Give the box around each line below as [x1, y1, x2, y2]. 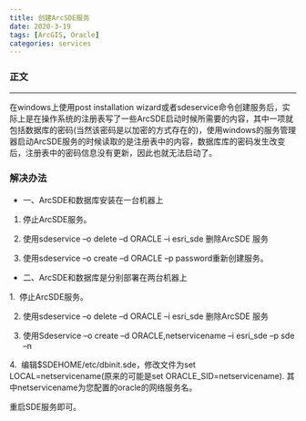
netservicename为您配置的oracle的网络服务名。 [16, 382, 198, 393]
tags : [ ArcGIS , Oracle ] [9, 30, 100, 39]
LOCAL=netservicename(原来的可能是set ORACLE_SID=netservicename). [9, 370, 285, 381]
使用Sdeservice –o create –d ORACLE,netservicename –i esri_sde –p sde [22, 330, 295, 341]
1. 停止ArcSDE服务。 [9, 291, 88, 302]
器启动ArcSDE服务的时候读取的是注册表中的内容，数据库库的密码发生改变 [9, 136, 286, 147]
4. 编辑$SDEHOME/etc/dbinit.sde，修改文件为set [9, 359, 196, 370]
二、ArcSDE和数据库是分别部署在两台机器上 [22, 272, 188, 282]
